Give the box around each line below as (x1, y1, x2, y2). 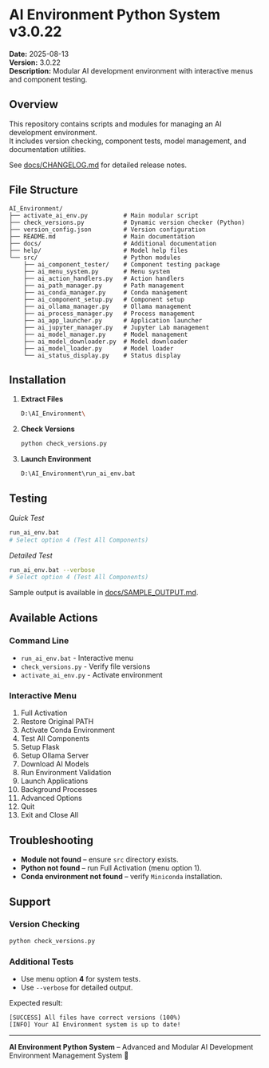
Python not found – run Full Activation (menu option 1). (20, 863, 202, 873)
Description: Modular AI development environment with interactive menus (9, 66, 254, 75)
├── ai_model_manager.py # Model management (23, 330, 188, 338)
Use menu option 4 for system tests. (20, 974, 141, 983)
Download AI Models (20, 759, 89, 769)
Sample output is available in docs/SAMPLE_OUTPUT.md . (9, 588, 199, 598)
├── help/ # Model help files (9, 246, 188, 254)
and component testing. (9, 74, 88, 84)
